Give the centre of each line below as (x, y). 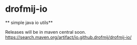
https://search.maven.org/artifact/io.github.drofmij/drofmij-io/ (68, 37)
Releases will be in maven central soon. (46, 32)
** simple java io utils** (29, 22)
